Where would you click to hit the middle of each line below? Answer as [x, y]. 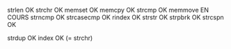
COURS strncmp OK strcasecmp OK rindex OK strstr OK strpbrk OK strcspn [115, 17]
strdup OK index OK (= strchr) [50, 38]
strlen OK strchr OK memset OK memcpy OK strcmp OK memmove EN [108, 10]
